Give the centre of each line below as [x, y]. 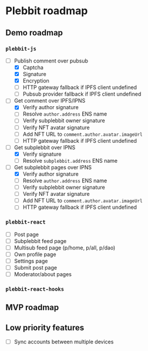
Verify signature [42, 154]
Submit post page [35, 267]
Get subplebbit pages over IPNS [53, 167]
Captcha [33, 67]
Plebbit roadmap [47, 11]
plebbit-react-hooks [35, 289]
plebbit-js [21, 49]
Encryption [36, 81]
